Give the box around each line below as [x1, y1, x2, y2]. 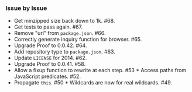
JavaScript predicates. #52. [13, 73, 81, 80]
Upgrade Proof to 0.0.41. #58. [13, 61, 86, 68]
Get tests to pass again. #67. [13, 23, 83, 30]
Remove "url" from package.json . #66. [13, 30, 106, 37]
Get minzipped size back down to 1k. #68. [13, 17, 115, 24]
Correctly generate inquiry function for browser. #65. [13, 36, 142, 43]
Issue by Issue [5, 4, 47, 12]
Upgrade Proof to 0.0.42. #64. [13, 42, 87, 49]
